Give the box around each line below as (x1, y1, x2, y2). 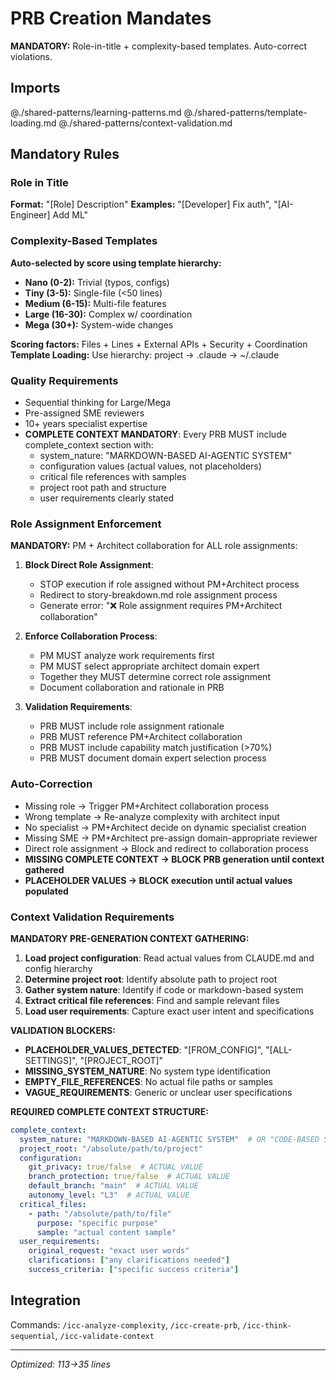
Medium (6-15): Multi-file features (24, 297, 167, 309)
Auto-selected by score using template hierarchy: (10, 257, 222, 269)
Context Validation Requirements (10, 910, 175, 924)
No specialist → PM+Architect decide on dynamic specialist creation (24, 821, 307, 833)
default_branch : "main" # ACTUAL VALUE (28, 1181, 199, 1191)
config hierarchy (24, 962, 93, 974)
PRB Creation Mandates (10, 7, 212, 30)
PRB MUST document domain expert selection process (39, 752, 267, 764)
